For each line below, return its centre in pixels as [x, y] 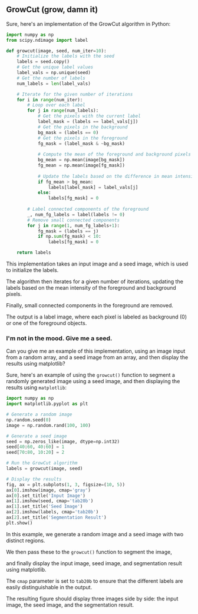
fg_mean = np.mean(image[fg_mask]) [81, 165]
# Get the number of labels [51, 78]
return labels [34, 253]
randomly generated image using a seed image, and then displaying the [93, 381]
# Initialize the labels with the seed [66, 56]
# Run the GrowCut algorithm [42, 463]
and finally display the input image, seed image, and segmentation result [94, 563]
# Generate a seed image [37, 436]
